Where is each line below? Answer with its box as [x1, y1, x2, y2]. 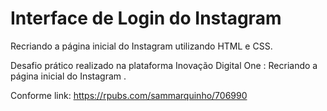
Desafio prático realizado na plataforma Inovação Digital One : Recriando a [10, 59, 318, 71]
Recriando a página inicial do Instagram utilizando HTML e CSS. [10, 40, 273, 52]
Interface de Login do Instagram [10, 7, 282, 30]
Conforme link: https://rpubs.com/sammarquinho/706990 [10, 89, 248, 101]
